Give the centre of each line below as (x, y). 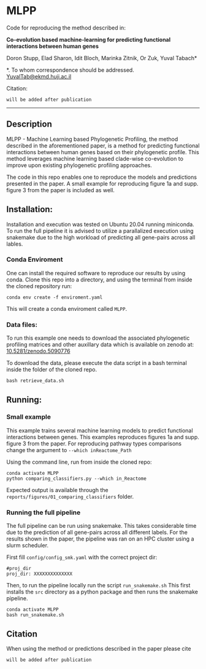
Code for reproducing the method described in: (66, 28)
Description (29, 124)
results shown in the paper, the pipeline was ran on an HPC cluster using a (100, 539)
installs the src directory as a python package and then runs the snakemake (102, 592)
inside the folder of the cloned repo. (51, 370)
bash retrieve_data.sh (35, 381)
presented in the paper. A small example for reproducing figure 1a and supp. (102, 183)
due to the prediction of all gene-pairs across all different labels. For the (97, 533)
